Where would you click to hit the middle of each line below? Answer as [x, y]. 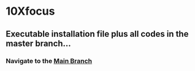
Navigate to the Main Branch [49, 61]
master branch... [38, 43]
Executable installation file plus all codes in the [97, 34]
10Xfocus [30, 11]
